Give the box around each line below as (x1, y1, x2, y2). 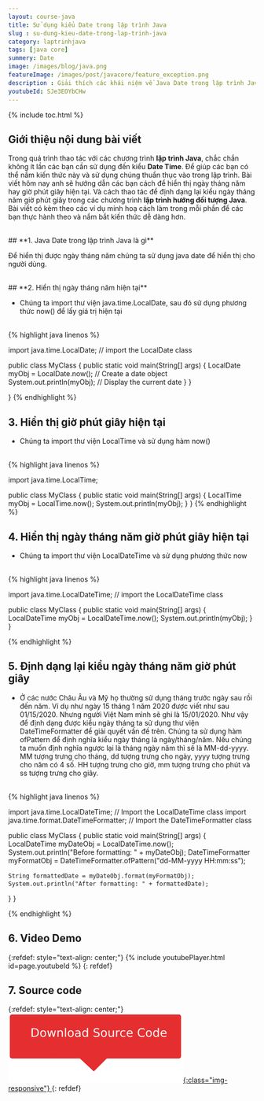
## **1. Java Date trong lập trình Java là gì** (8, 236, 155, 246)
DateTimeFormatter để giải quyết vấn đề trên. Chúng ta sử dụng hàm (19, 726, 242, 736)
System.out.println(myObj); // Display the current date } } (8, 378, 192, 387)
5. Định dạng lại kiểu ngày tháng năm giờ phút (8, 659, 236, 673)
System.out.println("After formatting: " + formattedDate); (8, 880, 210, 888)
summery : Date (8, 54, 55, 62)
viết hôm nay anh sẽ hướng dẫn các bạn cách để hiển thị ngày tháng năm (8, 179, 246, 188)
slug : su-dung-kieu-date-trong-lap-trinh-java (8, 29, 167, 37)
